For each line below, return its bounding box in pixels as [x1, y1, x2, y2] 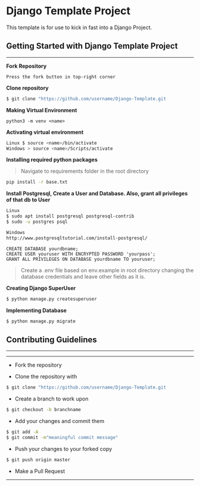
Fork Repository [6, 62, 47, 70]
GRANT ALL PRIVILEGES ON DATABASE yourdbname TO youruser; [6, 256, 156, 262]
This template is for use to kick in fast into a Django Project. [6, 24, 152, 31]
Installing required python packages [6, 156, 98, 163]
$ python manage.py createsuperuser [6, 296, 97, 302]
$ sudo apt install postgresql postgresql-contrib [6, 213, 135, 219]
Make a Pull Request [14, 468, 65, 475]
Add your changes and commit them [14, 417, 105, 424]
